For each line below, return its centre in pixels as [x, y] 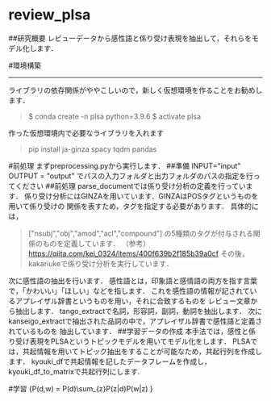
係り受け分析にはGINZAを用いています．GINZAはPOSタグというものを [141, 196]
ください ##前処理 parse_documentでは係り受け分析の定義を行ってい [130, 186]
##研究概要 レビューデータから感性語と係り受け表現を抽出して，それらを [130, 38]
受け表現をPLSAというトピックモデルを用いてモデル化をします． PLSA [133, 341]
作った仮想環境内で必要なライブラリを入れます [86, 133]
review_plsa [50, 15]
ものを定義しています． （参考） [96, 243]
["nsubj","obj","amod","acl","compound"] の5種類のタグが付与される [141, 233]
